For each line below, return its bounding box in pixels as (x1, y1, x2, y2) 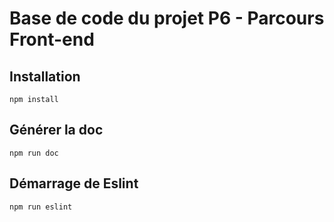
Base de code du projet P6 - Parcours (9, 7, 325, 30)
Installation (9, 68, 81, 85)
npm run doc (9, 148, 59, 158)
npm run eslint (9, 202, 73, 212)
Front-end (9, 28, 95, 51)
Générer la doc (9, 122, 104, 139)
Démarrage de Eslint (9, 175, 139, 192)
